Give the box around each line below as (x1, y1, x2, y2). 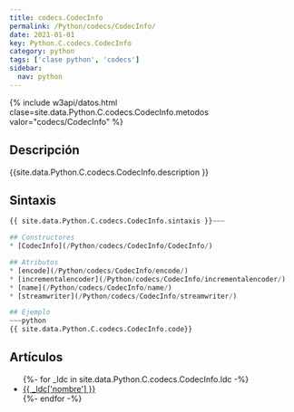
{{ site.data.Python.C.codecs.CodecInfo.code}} (9, 325, 193, 334)
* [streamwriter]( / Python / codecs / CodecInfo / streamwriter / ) (9, 292, 238, 301)
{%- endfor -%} (22, 393, 83, 404)
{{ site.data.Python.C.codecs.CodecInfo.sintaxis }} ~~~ (9, 216, 225, 226)
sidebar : (9, 64, 43, 73)
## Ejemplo (9, 308, 51, 317)
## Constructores (9, 233, 75, 243)
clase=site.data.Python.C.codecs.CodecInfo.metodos (9, 106, 209, 118)
